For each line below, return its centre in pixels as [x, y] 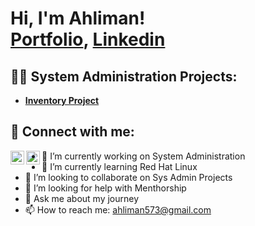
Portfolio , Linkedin [88, 39]
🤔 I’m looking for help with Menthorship [105, 188]
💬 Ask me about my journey [82, 198]
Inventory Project [62, 100]
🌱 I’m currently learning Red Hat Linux [119, 166]
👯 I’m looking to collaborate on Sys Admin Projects [128, 177]
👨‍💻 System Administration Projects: [124, 76]
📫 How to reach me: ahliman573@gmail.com [118, 209]
